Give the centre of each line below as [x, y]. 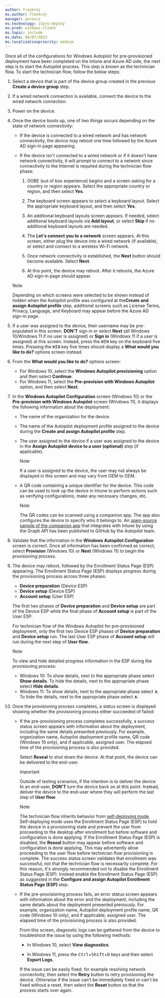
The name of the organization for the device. [65, 416]
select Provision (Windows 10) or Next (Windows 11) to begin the [78, 551]
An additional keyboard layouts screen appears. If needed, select [93, 216]
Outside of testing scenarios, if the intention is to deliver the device [88, 781]
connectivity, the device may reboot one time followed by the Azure [88, 140]
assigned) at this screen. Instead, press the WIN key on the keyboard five [86, 341]
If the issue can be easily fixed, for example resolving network [83, 969]
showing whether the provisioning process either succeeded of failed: [83, 711]
